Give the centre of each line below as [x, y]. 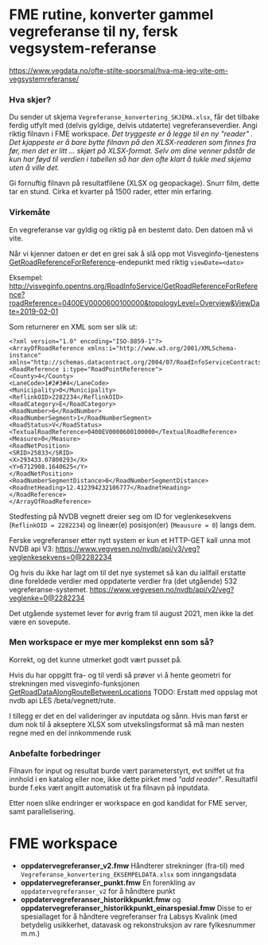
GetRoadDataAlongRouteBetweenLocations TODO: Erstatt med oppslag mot [133, 692]
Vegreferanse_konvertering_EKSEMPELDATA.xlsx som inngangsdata [128, 874]
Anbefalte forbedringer [55, 753]
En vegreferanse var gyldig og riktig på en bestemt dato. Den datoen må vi [131, 229]
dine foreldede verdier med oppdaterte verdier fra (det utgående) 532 [123, 581]
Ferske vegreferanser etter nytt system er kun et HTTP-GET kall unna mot [130, 540]
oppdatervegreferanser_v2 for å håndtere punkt [98, 891]
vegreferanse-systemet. [49, 589]
